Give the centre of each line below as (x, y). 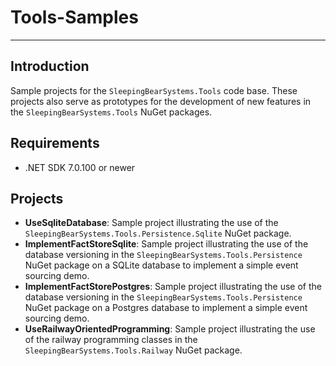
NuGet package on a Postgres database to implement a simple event (166, 308)
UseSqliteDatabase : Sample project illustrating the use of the (151, 223)
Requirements (55, 143)
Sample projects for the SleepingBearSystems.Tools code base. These (154, 90)
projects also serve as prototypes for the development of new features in (161, 101)
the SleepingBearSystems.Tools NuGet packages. (111, 112)
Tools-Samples (74, 17)
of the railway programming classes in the (111, 340)
